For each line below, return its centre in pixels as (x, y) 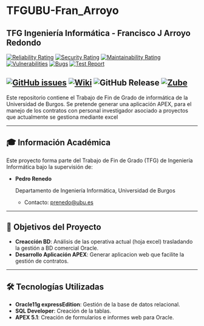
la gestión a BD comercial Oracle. (57, 248)
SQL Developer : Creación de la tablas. (63, 311)
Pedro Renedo (33, 179)
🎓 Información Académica (59, 143)
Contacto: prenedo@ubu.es (59, 202)
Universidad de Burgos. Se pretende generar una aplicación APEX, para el (99, 104)
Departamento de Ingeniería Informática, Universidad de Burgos (95, 190)
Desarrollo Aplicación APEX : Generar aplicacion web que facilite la (100, 255)
